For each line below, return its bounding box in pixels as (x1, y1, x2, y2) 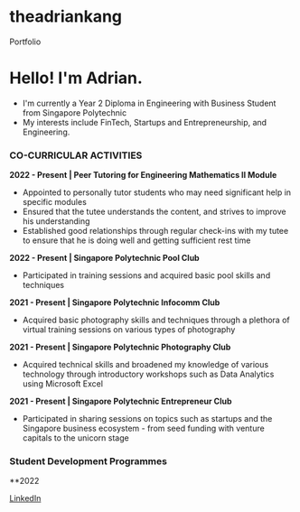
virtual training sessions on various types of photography (22, 324, 236, 335)
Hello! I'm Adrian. (9, 68, 143, 88)
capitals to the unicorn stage (22, 433, 129, 443)
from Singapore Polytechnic (22, 107, 127, 118)
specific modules (22, 197, 88, 208)
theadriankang (9, 6, 123, 27)
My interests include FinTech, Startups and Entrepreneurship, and (22, 116, 267, 127)
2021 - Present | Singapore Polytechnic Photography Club (9, 341, 231, 353)
